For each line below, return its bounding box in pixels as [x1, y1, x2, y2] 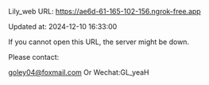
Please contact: [8, 53, 60, 61]
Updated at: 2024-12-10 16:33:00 [8, 22, 118, 31]
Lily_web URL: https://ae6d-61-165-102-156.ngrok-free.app [8, 7, 201, 16]
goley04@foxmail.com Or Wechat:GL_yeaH [8, 68, 149, 77]
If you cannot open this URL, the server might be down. [8, 37, 189, 46]
